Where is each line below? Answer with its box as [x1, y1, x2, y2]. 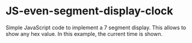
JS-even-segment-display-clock [5, 4, 173, 18]
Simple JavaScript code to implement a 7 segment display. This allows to [5, 24, 187, 31]
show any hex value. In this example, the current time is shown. [5, 30, 163, 37]
